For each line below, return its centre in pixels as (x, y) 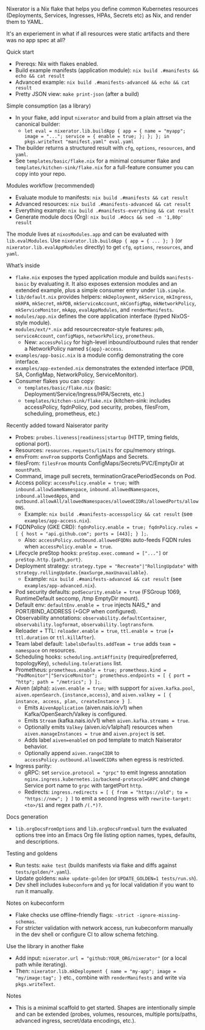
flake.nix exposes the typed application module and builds (90, 277)
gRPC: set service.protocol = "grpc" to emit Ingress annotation (105, 772)
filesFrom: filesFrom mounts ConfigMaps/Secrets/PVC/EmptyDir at (99, 463)
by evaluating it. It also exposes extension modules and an (104, 284)
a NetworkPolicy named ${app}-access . (74, 349)
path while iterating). (41, 964)
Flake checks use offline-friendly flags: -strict (74, 915)
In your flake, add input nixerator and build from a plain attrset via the (103, 118)
